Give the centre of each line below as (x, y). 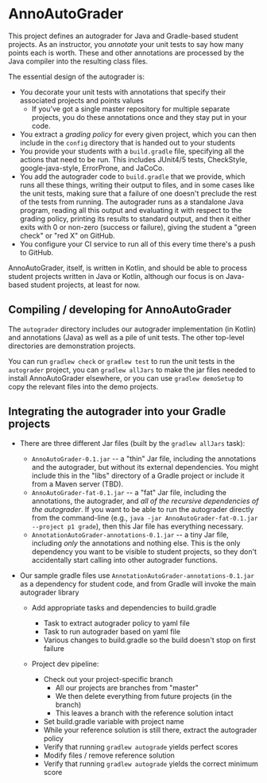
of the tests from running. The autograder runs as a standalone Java (132, 202)
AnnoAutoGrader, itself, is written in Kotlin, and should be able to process (128, 268)
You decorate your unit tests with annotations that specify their (123, 91)
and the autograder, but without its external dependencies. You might (145, 467)
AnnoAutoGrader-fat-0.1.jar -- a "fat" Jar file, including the (129, 492)
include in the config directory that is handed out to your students (128, 142)
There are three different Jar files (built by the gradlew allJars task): (132, 443)
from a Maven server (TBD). (77, 484)
